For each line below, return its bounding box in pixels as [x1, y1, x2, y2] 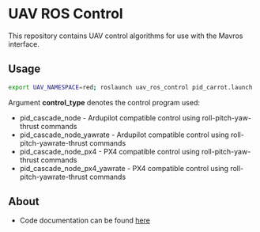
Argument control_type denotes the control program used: [8, 97, 200, 107]
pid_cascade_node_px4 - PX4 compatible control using [19, 146, 200, 156]
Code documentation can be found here [19, 215, 150, 226]
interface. [8, 39, 40, 48]
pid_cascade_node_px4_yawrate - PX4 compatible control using [19, 163, 229, 173]
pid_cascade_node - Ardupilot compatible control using [19, 112, 201, 123]
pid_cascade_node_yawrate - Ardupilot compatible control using [19, 130, 229, 139]
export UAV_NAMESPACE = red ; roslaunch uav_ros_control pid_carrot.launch [8, 83, 253, 91]
